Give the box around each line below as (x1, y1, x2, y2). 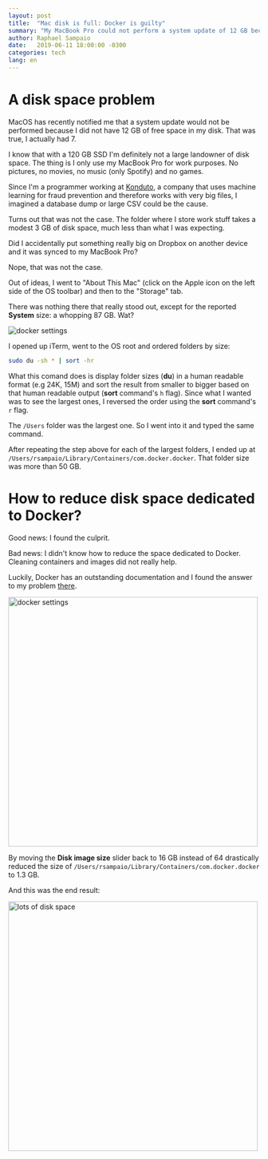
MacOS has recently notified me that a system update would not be (8, 117, 230, 126)
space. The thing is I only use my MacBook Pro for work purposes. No (8, 157, 239, 168)
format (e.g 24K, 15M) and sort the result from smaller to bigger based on (8, 379, 250, 389)
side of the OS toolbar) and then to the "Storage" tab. (8, 286, 183, 296)
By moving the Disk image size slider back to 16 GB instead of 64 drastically (8, 852, 259, 863)
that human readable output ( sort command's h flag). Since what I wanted (8, 388, 251, 398)
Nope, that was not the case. (8, 262, 104, 272)
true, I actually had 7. (8, 133, 77, 144)
